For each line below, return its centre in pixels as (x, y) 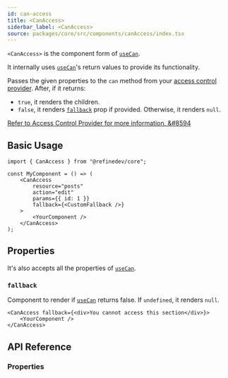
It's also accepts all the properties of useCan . (72, 268)
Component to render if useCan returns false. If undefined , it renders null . (114, 300)
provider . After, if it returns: (47, 88)
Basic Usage (35, 145)
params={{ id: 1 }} (61, 199)
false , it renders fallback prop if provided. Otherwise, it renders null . (119, 109)
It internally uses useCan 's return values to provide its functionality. (103, 67)
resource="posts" (58, 187)
